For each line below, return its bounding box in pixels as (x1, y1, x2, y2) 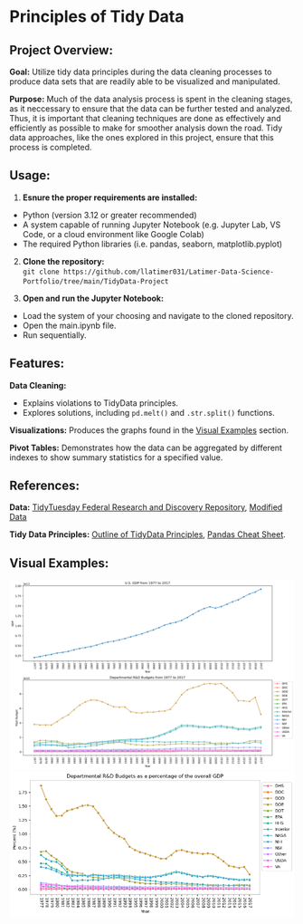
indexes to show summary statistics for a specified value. (9, 451, 223, 463)
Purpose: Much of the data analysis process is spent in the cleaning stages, (9, 93, 293, 104)
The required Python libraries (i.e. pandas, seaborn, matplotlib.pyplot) (22, 238, 283, 249)
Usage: (9, 168, 52, 183)
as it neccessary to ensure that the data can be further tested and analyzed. (9, 103, 293, 114)
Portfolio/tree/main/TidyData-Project (22, 276, 169, 286)
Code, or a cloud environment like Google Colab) (22, 228, 205, 239)
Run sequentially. (22, 329, 88, 341)
